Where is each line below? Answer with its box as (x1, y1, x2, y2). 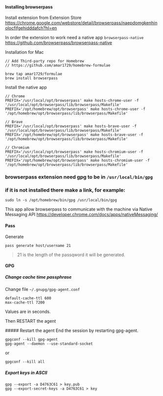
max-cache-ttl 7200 (5, 300, 45, 305)
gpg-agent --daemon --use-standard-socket (5, 341, 93, 347)
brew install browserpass (5, 76, 58, 81)
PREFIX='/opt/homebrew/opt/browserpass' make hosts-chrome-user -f (5, 107, 146, 112)
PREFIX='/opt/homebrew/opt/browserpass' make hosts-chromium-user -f (5, 158, 150, 163)
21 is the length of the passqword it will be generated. (17, 252, 126, 258)
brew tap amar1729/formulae (5, 71, 63, 77)
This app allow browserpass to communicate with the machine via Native (5, 206, 153, 212)
